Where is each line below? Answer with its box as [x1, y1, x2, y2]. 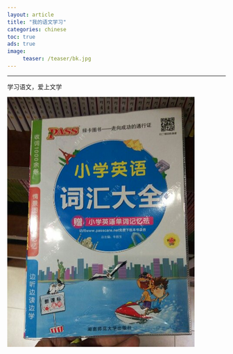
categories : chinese [7, 26, 67, 33]
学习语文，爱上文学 [7, 82, 62, 90]
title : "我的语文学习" [7, 18, 67, 26]
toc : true [7, 33, 36, 40]
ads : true [7, 40, 36, 48]
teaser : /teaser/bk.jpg [22, 56, 92, 63]
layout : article [7, 11, 54, 18]
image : [7, 48, 26, 55]
